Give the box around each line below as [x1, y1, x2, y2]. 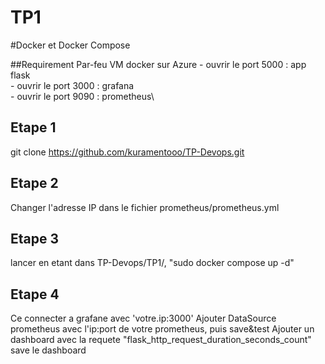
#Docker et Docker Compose [10, 39, 131, 51]
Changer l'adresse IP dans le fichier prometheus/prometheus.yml [10, 201, 280, 213]
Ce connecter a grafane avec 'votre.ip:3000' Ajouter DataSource [10, 312, 277, 325]
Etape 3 [10, 230, 60, 247]
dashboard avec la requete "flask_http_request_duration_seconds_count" [10, 334, 312, 346]
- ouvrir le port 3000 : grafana [10, 79, 135, 91]
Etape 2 [10, 175, 59, 192]
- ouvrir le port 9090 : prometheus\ [10, 90, 155, 102]
